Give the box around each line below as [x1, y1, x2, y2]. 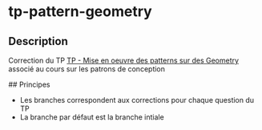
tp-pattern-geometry [8, 2, 152, 21]
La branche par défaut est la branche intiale [19, 112, 164, 122]
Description [8, 35, 68, 48]
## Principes [8, 79, 50, 89]
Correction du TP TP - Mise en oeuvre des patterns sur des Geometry [8, 55, 239, 65]
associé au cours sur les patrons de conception [8, 64, 166, 74]
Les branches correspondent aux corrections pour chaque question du [19, 95, 255, 104]
